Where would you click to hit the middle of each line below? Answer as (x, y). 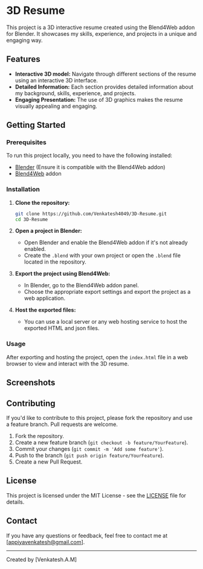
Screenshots (31, 383)
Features (23, 59)
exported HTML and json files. (62, 328)
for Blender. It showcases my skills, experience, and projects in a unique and (101, 33)
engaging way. (25, 40)
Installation (23, 190)
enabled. (35, 249)
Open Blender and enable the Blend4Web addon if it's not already (106, 242)
